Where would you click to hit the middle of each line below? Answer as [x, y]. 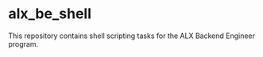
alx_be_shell [50, 14]
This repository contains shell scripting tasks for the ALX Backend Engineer [132, 36]
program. [23, 44]
